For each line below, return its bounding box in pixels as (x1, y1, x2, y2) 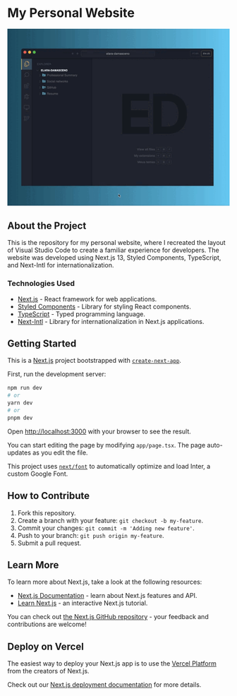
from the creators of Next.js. (7, 667, 90, 676)
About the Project (7, 220, 87, 232)
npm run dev (7, 385, 42, 392)
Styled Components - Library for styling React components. (17, 302, 192, 311)
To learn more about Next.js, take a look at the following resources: (7, 577, 202, 587)
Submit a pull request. (17, 539, 82, 547)
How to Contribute (7, 490, 90, 502)
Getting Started (7, 337, 77, 349)
